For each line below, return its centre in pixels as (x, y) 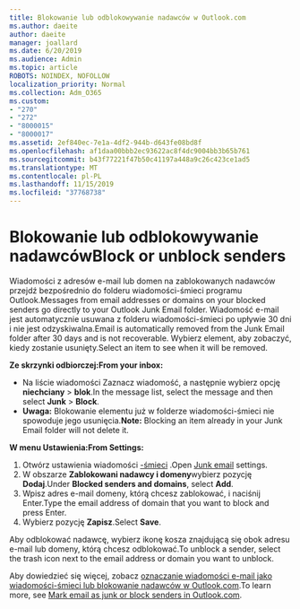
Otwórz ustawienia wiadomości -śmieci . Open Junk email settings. (145, 465)
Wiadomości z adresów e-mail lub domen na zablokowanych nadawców (142, 281)
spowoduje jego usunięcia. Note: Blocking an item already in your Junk (152, 420)
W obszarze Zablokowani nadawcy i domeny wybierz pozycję (137, 474)
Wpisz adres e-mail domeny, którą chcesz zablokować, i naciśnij (141, 493)
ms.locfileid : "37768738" (57, 193)
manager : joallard (43, 43)
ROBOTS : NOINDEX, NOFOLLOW (60, 76)
